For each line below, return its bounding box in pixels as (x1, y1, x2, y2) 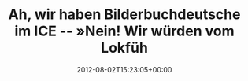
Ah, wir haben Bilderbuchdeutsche (8, 6, 241, 24)
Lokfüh (101, 39, 148, 57)
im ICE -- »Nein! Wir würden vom (14, 22, 235, 40)
